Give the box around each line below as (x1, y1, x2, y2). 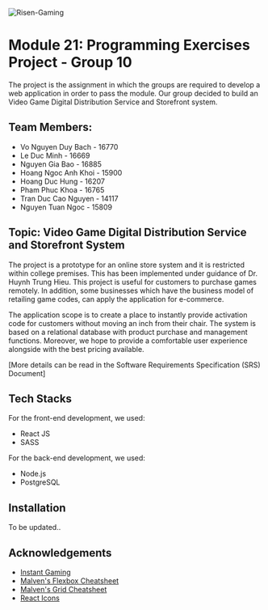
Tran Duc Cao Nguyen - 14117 (19, 193, 119, 203)
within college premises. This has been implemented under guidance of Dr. (8, 268, 258, 278)
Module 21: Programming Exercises (8, 36, 250, 54)
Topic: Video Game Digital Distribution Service (8, 226, 248, 239)
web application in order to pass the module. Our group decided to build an (8, 88, 258, 98)
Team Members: (8, 121, 93, 134)
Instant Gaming (19, 567, 71, 577)
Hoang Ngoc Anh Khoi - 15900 (19, 167, 123, 177)
